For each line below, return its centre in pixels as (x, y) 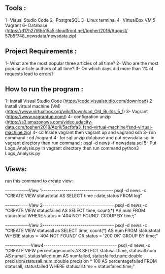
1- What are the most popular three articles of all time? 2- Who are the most (82, 63)
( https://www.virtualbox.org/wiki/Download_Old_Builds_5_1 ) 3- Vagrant (77, 112)
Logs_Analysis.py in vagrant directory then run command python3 (72, 148)
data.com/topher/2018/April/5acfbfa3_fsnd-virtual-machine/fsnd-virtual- (79, 127)
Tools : (16, 8)
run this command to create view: (39, 181)
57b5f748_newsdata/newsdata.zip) (41, 36)
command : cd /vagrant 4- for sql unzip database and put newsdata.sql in (80, 138)
